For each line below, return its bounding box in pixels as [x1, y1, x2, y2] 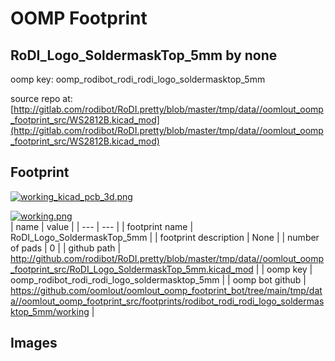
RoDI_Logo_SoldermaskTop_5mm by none [10, 47, 278, 64]
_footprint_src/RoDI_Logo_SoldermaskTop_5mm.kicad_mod [10, 263, 254, 275]
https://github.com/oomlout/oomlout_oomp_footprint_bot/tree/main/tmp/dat [10, 284, 323, 296]
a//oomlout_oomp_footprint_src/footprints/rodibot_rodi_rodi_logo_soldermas [10, 295, 325, 307]
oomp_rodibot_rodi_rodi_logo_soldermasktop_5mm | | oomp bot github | [10, 273, 307, 286]
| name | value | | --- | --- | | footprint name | [10, 220, 194, 232]
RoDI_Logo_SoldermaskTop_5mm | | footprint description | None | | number [10, 231, 320, 243]
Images [10, 335, 58, 352]
